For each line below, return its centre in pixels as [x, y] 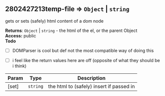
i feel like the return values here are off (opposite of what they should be [86, 60]
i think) [19, 66]
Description [91, 78]
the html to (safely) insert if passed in [91, 86]
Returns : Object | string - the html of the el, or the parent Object [71, 31]
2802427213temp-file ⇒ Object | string [67, 9]
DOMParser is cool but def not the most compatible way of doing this [83, 50]
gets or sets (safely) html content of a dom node [55, 21]
